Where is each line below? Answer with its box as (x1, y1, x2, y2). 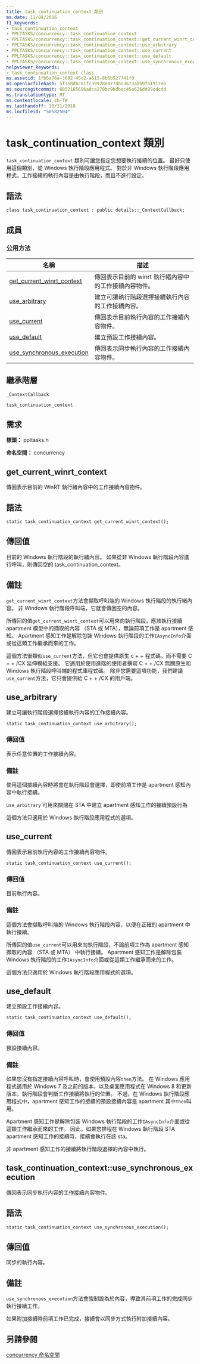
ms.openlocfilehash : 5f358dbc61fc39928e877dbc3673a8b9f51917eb (6, 81, 167, 87)
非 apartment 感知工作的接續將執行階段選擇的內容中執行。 (6, 1145, 149, 1152)
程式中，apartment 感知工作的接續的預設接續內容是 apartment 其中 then (11, 1097, 187, 1105)
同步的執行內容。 (6, 1259, 48, 1266)
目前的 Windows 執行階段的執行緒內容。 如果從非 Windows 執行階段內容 (6, 553, 185, 561)
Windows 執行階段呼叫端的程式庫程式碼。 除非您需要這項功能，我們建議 (6, 667, 183, 674)
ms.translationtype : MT (6, 92, 65, 98)
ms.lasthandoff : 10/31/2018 (6, 103, 76, 109)
